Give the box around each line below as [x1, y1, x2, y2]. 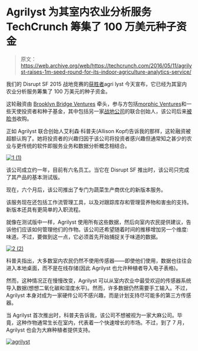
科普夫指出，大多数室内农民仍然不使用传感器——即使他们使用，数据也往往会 [6, 257, 192, 264]
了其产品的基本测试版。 [6, 173, 63, 180]
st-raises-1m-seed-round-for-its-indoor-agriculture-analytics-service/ [20, 68, 192, 75]
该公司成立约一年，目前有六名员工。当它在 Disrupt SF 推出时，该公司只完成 [6, 166, 190, 173]
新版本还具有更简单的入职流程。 [6, 206, 84, 213]
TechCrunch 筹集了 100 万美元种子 [6, 20, 177, 34]
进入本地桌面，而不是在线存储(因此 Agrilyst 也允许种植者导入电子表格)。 [6, 264, 181, 271]
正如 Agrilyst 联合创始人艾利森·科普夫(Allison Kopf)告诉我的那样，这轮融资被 [6, 127, 192, 134]
